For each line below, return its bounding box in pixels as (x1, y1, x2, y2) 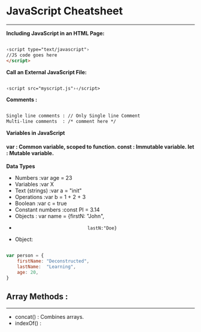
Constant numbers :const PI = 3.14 (14, 206, 100, 213)
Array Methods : (6, 292, 68, 302)
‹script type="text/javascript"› (6, 46, 90, 52)
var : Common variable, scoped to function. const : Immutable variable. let (6, 143, 194, 150)
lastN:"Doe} (87, 225, 117, 231)
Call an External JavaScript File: (6, 68, 87, 76)
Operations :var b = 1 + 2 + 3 (14, 194, 86, 201)
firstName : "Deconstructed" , (17, 258, 90, 264)
